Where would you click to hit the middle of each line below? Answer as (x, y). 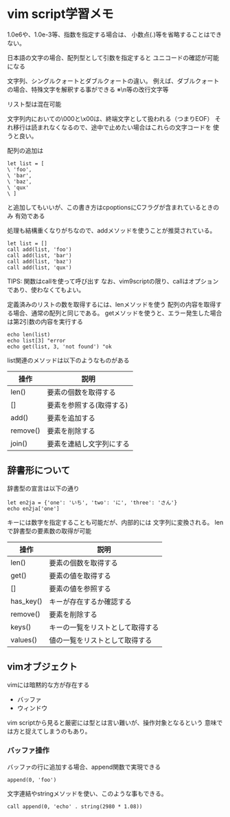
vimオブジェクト (42, 667)
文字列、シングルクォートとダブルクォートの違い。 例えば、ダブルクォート (113, 80)
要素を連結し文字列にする (89, 444)
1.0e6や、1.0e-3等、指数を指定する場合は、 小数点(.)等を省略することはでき (115, 34)
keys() (21, 627)
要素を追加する (71, 418)
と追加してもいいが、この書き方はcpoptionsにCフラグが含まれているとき (110, 207)
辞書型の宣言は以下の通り (43, 488)
